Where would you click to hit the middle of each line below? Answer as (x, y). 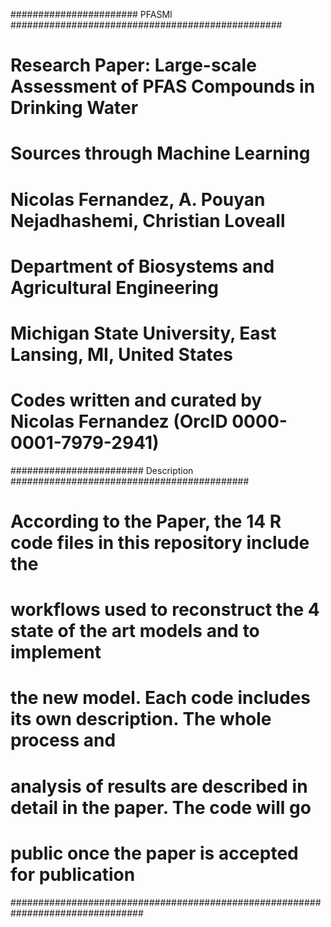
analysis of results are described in (159, 786)
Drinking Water (74, 108)
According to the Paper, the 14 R (146, 521)
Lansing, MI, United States (121, 354)
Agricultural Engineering (114, 287)
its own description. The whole (141, 719)
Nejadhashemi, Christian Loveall (148, 220)
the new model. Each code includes (160, 698)
